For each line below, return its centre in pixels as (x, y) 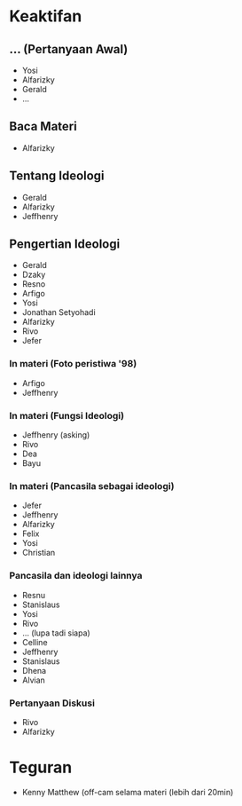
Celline (35, 642)
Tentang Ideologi (57, 176)
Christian (39, 553)
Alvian (34, 680)
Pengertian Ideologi (65, 245)
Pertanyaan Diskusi (52, 703)
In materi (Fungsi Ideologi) (67, 415)
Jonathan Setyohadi (59, 312)
